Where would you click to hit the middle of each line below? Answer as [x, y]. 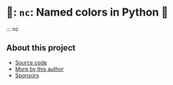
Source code [31, 62]
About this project [41, 48]
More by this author [39, 69]
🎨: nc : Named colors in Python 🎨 [87, 12]
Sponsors [27, 75]
